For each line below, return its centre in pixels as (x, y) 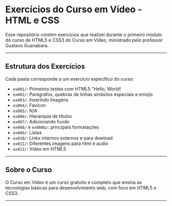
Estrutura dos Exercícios (45, 67)
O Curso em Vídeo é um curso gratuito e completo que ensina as (74, 182)
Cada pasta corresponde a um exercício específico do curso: (70, 79)
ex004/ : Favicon (29, 105)
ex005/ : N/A (25, 110)
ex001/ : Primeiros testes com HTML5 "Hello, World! (67, 89)
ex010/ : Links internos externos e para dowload (63, 138)
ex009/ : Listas (27, 133)
